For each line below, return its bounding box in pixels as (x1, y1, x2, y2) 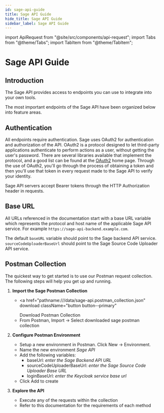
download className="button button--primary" (19, 302, 117, 308)
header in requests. (5, 188, 45, 194)
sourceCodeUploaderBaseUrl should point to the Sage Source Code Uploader (5, 240, 158, 246)
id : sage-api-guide (5, 7, 45, 12)
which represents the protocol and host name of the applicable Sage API (5, 220, 152, 226)
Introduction (5, 76, 44, 85)
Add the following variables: (19, 352, 76, 358)
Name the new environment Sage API (19, 347, 95, 353)
